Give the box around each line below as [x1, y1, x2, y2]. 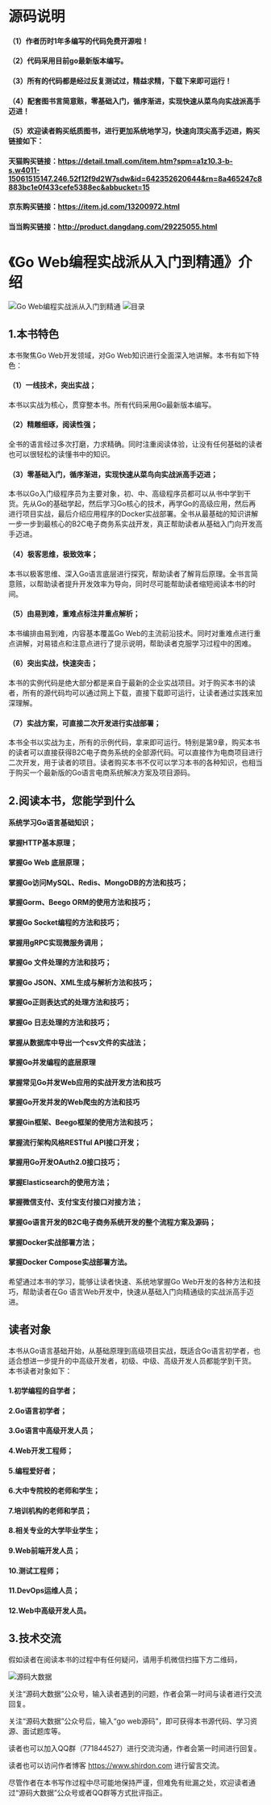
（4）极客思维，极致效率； [8, 549, 98, 559]
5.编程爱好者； [8, 1466, 58, 1476]
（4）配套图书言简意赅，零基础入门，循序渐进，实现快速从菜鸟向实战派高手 [8, 96, 261, 106]
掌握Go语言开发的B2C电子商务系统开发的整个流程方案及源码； [8, 1217, 216, 1227]
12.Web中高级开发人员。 [8, 1606, 91, 1615]
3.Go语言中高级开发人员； [8, 1426, 95, 1435]
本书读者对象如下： [8, 1366, 73, 1376]
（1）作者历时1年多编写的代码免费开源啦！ [8, 36, 149, 45]
